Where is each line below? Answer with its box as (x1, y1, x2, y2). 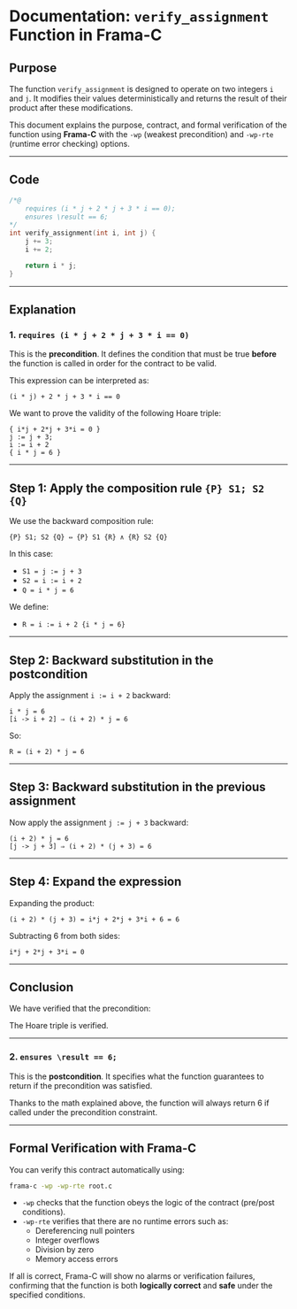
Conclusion (9, 980, 74, 995)
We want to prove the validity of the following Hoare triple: (9, 408, 222, 419)
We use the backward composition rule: (9, 516, 155, 527)
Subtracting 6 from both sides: (9, 930, 121, 941)
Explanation (9, 303, 77, 318)
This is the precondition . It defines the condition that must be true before (9, 349, 277, 359)
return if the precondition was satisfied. (9, 1080, 153, 1090)
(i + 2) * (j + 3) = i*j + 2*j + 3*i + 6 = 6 (9, 914, 179, 924)
